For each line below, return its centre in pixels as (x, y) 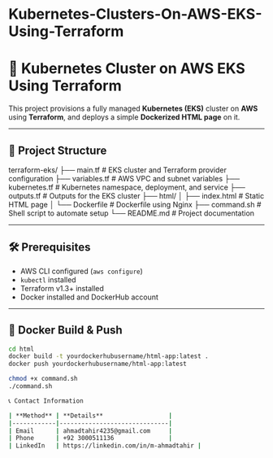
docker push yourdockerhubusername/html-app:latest (97, 364)
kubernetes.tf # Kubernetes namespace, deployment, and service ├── (127, 187)
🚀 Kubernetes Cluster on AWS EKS (127, 69)
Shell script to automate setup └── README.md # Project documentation (131, 213)
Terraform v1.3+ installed (62, 288)
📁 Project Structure (58, 150)
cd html (22, 349)
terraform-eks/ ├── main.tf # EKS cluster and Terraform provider (118, 170)
